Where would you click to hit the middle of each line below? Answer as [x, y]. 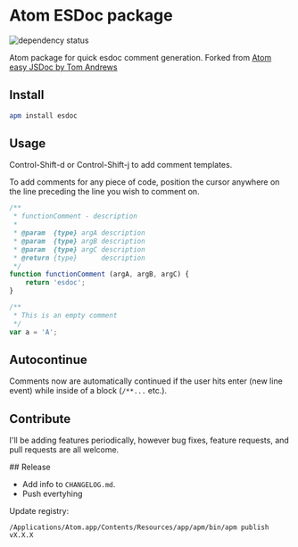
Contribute [40, 419]
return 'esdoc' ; [56, 283]
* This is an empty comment [65, 315]
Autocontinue [48, 359]
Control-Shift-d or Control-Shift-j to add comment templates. [121, 165]
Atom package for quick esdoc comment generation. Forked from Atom [141, 57]
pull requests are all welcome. [64, 450]
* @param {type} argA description [79, 233]
